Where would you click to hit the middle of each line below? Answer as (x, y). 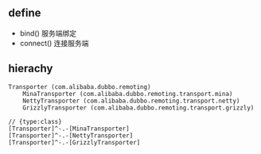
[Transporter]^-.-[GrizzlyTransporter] (74, 142)
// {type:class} (35, 121)
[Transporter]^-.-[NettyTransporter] (71, 135)
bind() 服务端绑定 (48, 33)
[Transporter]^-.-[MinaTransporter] (69, 129)
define (25, 13)
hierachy (31, 69)
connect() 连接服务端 (54, 43)
